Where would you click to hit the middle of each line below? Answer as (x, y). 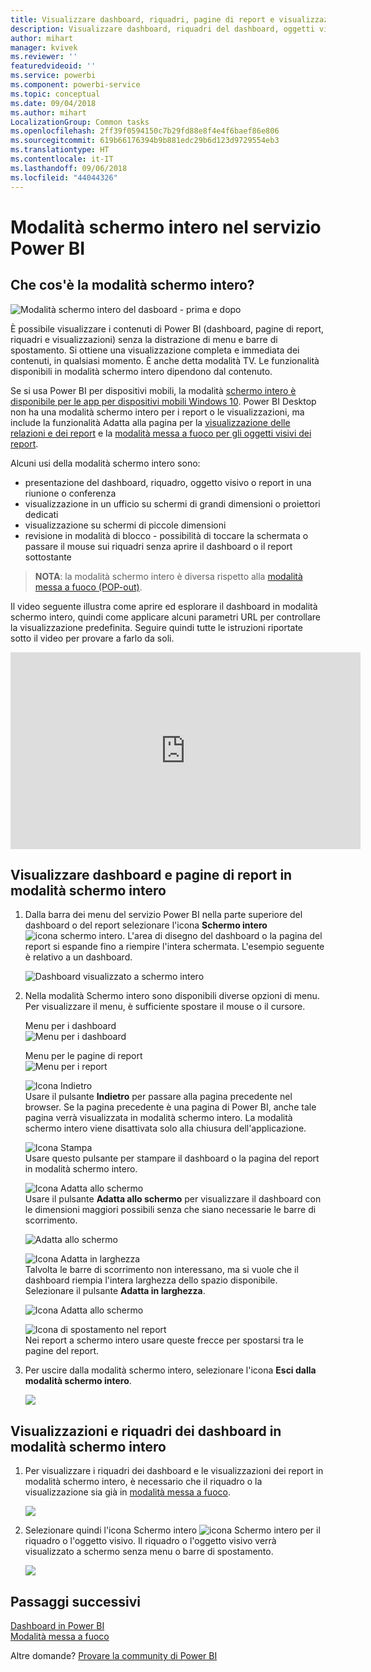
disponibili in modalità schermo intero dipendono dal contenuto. (141, 371)
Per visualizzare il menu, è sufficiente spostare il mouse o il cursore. (165, 1007)
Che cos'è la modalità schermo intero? (132, 285)
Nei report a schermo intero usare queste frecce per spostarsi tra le (164, 1340)
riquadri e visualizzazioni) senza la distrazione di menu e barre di (144, 339)
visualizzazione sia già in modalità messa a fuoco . (127, 1492)
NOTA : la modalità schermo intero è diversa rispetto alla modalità (168, 576)
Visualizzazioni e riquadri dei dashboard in (146, 1431)
